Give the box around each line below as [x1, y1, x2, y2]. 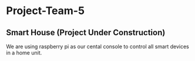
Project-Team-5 [6, 4, 85, 18]
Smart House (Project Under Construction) [6, 28, 166, 38]
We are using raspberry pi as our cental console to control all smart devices [6, 43, 189, 50]
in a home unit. [6, 49, 42, 56]
